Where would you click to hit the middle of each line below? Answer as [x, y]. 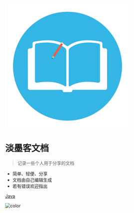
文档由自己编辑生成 [32, 180]
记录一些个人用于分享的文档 [46, 163]
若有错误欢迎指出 [30, 186]
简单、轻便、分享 [30, 174]
